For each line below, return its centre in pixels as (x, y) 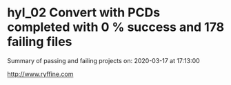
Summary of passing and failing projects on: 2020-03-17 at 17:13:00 (103, 60)
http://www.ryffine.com (40, 74)
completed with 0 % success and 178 (116, 27)
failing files (40, 42)
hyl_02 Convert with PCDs (84, 13)
